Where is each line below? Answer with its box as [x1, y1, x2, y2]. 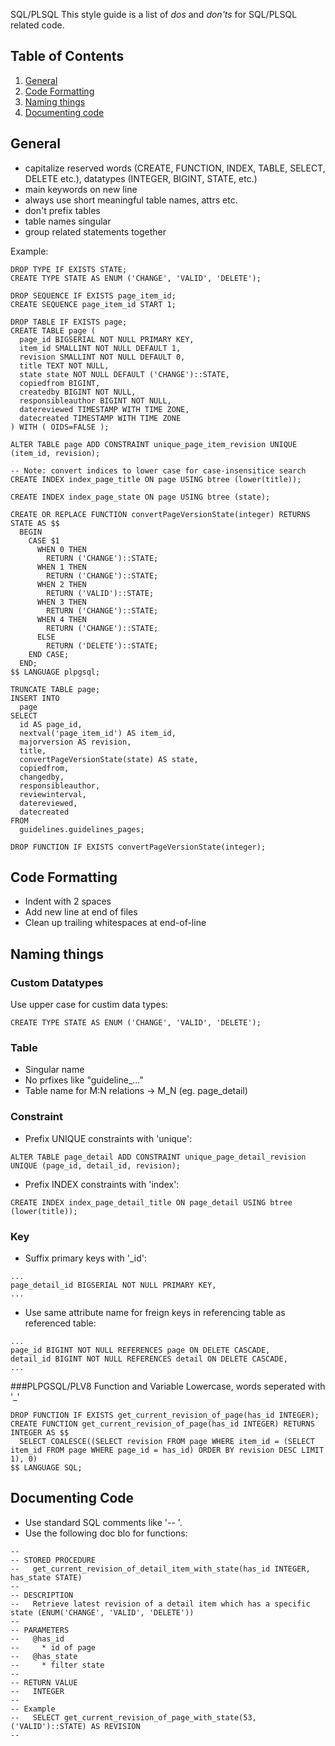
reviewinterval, [19, 789, 87, 799]
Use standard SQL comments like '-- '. [24, 1516, 183, 1528]
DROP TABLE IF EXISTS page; [10, 317, 128, 327]
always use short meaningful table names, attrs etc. [24, 194, 238, 206]
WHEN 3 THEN [36, 597, 87, 607]
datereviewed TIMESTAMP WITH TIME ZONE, [19, 404, 190, 414]
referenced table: [24, 1317, 97, 1329]
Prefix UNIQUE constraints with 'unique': [24, 1132, 193, 1144]
